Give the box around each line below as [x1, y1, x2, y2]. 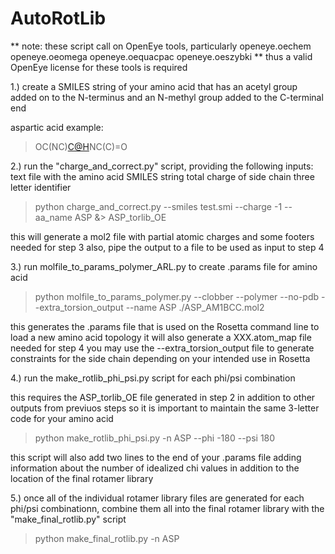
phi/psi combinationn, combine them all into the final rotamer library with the [10, 502, 325, 514]
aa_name [34, 211, 73, 223]
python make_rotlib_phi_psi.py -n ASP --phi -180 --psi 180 [34, 432, 276, 444]
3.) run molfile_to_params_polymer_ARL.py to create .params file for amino [10, 260, 318, 272]
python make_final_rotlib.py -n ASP [34, 532, 180, 544]
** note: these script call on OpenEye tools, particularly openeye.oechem [10, 40, 312, 52]
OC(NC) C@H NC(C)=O [34, 140, 128, 152]
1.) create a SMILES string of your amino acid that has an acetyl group [10, 80, 298, 92]
